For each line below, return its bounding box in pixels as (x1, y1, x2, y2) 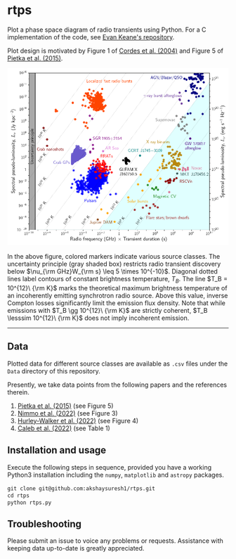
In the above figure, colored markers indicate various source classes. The (7, 252, 221, 261)
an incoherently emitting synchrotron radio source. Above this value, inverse (7, 291, 228, 300)
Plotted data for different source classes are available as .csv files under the (7, 359, 228, 368)
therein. (7, 387, 29, 396)
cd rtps (7, 491, 30, 499)
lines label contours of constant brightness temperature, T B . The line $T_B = (7, 275, 228, 285)
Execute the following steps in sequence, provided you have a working (7, 463, 212, 471)
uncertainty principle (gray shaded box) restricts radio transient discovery (7, 259, 221, 269)
